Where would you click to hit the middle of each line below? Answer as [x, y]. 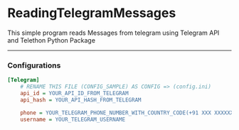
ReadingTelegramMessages [92, 13]
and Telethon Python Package [52, 40]
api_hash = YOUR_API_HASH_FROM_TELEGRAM [81, 100]
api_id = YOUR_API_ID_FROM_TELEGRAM [75, 93]
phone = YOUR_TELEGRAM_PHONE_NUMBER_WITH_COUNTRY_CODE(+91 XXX [116, 113]
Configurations [34, 65]
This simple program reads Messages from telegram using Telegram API [113, 33]
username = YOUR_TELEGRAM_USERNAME [73, 119]
